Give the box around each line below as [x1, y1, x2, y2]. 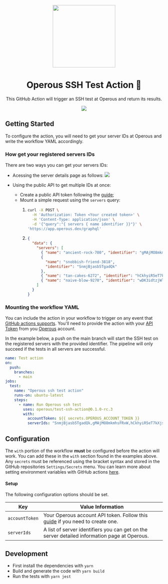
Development [5, 550, 48, 558]
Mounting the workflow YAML [5, 304, 79, 311]
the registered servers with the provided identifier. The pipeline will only [5, 341, 153, 347]
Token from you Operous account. [5, 326, 76, 332]
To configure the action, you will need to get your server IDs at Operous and [5, 133, 162, 139]
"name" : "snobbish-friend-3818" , [45, 259, 115, 264]
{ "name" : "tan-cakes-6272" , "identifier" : [40, 273, 133, 278]
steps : [14, 397, 28, 402]
